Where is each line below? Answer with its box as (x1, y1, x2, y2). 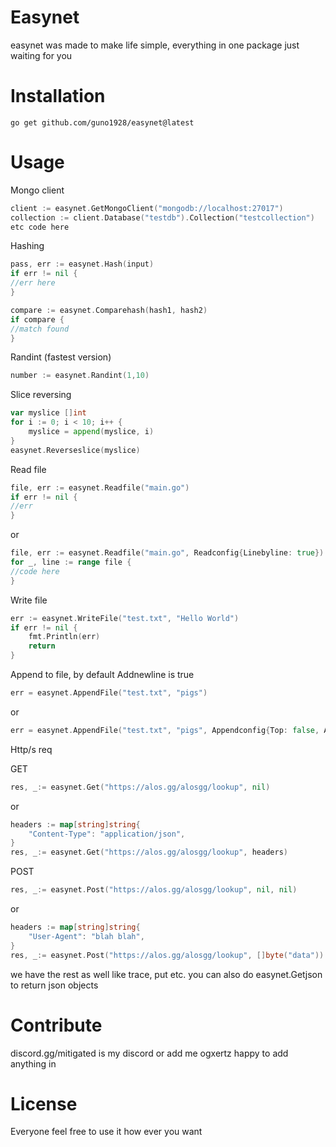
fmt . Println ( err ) (28, 632, 101, 642)
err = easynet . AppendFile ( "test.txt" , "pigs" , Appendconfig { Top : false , (10, 725, 320, 735)
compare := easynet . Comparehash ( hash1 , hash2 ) (10, 305, 208, 315)
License (10, 1092, 78, 1115)
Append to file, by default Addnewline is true (10, 669, 195, 681)
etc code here (10, 222, 70, 232)
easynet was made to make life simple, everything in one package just (10, 39, 300, 51)
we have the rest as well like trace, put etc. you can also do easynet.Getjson (10, 968, 323, 980)
